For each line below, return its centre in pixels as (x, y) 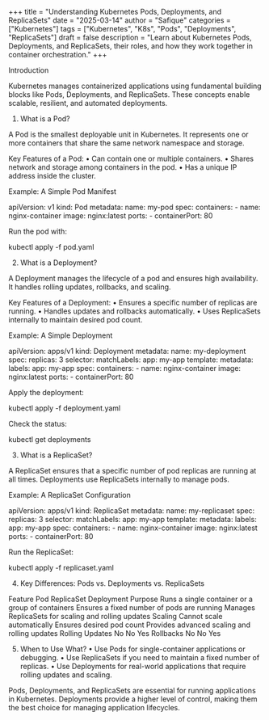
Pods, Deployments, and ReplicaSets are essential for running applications (132, 691)
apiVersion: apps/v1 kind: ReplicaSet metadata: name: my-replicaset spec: (132, 511)
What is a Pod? (45, 119)
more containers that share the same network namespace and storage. (126, 143)
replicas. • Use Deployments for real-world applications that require (133, 666)
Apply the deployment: (46, 392)
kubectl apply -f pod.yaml (51, 247)
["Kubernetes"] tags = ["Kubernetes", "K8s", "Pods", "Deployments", (122, 29)
